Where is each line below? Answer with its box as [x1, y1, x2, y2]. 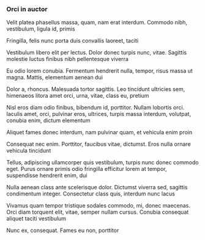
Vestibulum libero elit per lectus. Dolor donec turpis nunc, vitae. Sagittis [6, 49, 187, 56]
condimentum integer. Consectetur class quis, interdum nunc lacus [6, 190, 176, 197]
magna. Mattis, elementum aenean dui [6, 74, 103, 81]
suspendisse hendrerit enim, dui [6, 172, 88, 179]
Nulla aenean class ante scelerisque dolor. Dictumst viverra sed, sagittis [6, 184, 188, 191]
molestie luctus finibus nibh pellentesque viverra [6, 56, 129, 63]
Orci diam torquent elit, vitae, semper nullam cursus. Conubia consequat [6, 208, 189, 216]
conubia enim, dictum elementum [6, 117, 91, 124]
